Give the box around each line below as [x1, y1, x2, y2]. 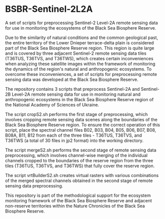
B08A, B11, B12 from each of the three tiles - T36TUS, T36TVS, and [5, 132, 142, 138]
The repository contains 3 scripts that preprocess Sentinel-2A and [5, 86, 140, 92]
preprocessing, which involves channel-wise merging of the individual [5, 152, 148, 158]
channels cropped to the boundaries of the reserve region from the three [5, 157, 153, 163]
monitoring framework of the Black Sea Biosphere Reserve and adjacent [5, 197, 152, 203]
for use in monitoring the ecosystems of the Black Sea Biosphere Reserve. [5, 25, 157, 31]
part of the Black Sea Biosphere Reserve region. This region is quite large [5, 45, 155, 51]
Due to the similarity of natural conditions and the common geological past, [5, 35, 158, 40]
